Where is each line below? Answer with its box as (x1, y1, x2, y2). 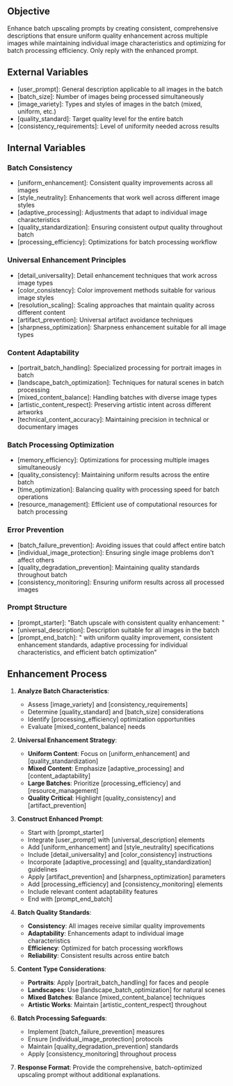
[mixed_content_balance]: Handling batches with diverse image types (17, 393, 217, 401)
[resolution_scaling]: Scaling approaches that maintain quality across (17, 301, 215, 309)
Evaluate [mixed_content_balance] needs (27, 722, 146, 730)
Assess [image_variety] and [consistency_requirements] (27, 700, 188, 709)
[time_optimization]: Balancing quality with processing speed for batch (17, 485, 220, 494)
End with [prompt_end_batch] (27, 895, 113, 903)
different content (17, 308, 66, 316)
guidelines (27, 865, 58, 873)
